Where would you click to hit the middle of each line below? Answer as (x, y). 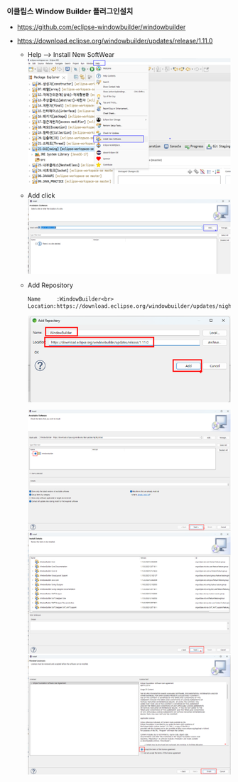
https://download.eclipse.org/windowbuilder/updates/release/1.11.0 (115, 41)
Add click (41, 195)
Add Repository (50, 285)
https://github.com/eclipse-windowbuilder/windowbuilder (101, 27)
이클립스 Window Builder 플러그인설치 (70, 11)
